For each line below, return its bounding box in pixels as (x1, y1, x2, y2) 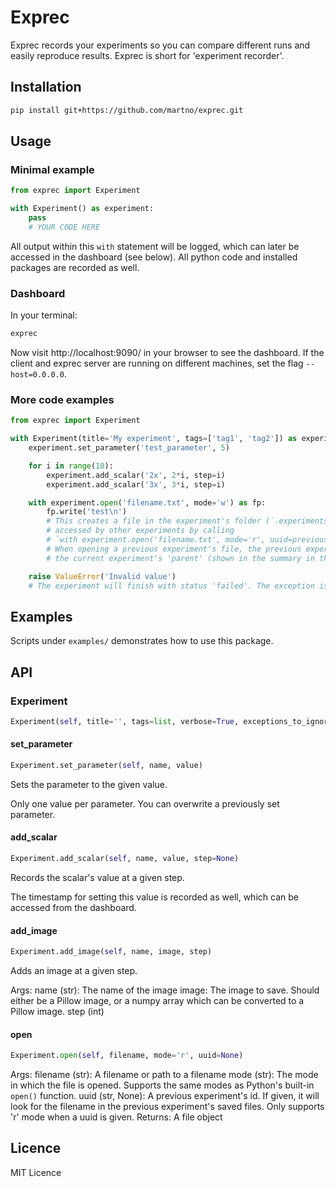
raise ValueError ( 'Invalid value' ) (28, 571, 177, 581)
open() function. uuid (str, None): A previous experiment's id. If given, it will (10, 1090, 320, 1102)
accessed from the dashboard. (10, 901, 137, 913)
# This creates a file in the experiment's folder (46, 516, 262, 526)
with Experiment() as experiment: (10, 204, 155, 214)
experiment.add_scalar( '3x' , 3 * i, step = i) (46, 479, 226, 490)
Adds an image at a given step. (10, 965, 138, 977)
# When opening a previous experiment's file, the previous (46, 544, 302, 554)
